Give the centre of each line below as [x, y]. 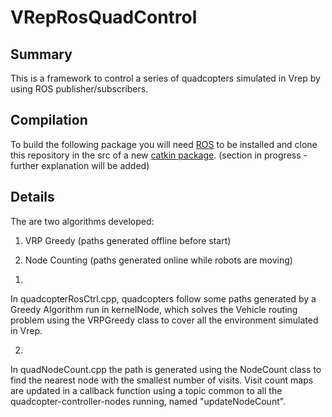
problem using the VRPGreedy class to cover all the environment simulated [164, 320]
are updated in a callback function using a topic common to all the [146, 390]
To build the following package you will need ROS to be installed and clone [164, 144]
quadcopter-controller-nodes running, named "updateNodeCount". [148, 401]
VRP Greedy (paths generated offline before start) [128, 240]
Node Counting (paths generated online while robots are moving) [158, 260]
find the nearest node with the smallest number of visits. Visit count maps [162, 380]
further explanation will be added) [80, 165]
